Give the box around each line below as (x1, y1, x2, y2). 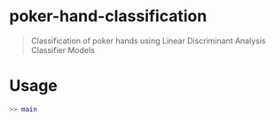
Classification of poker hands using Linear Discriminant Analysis (30, 35, 266, 46)
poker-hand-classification (9, 6, 208, 26)
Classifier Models (30, 44, 95, 55)
